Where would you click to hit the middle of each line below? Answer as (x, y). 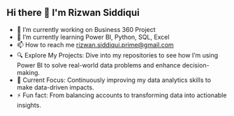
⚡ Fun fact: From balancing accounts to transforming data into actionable (122, 95)
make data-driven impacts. (56, 87)
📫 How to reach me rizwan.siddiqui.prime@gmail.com (95, 44)
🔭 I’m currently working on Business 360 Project (86, 29)
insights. (29, 105)
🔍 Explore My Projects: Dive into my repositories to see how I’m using (117, 55)
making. (28, 72)
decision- (196, 65)
